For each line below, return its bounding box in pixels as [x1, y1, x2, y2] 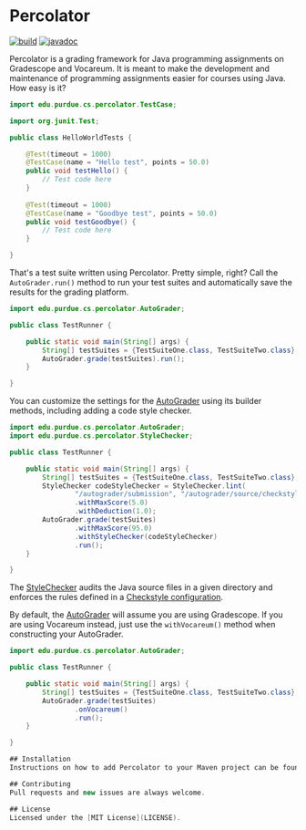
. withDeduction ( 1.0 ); [74, 507, 157, 516]
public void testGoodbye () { [25, 217, 137, 226]
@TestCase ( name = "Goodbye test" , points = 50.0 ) [25, 209, 219, 218]
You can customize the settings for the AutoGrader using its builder [9, 396, 262, 407]
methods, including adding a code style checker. [9, 405, 192, 416]
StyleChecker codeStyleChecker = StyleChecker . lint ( [42, 481, 247, 491]
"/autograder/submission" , [74, 490, 178, 499]
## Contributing [9, 779, 71, 789]
